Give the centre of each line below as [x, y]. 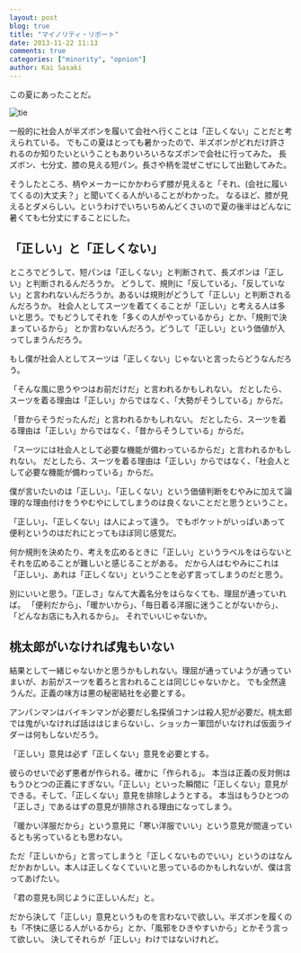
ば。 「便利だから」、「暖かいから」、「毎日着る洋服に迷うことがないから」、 [146, 604]
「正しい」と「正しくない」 [86, 249]
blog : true [30, 26]
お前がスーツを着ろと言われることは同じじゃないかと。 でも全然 [159, 681]
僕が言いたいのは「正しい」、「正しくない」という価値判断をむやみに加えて [147, 491]
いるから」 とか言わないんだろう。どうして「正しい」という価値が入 [159, 328]
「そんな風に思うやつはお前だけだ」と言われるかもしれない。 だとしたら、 [148, 388]
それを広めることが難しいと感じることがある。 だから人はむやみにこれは [144, 563]
